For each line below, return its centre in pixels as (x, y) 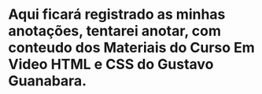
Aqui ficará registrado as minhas (117, 14)
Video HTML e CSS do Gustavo (111, 65)
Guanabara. (48, 81)
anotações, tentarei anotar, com (115, 31)
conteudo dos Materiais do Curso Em (132, 48)
